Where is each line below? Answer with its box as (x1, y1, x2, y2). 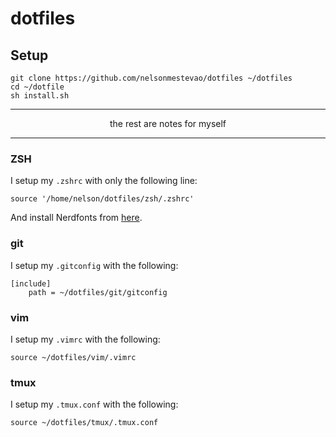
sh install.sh (10, 91, 70, 101)
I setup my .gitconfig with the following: (10, 259, 179, 271)
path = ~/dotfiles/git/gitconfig (28, 287, 168, 297)
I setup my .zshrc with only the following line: (10, 175, 198, 187)
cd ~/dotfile (10, 82, 65, 92)
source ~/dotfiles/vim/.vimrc (10, 352, 137, 362)
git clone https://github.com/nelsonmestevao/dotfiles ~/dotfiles (10, 73, 293, 83)
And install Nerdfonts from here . (10, 212, 143, 224)
